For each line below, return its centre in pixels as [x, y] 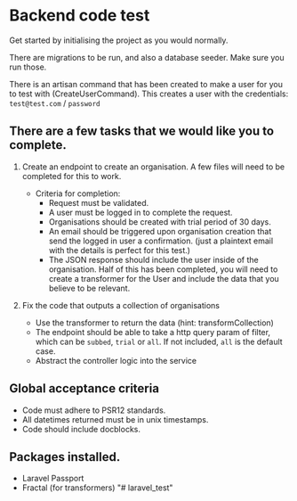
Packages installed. [65, 457]
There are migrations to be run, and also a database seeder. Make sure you [147, 57]
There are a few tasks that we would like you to [141, 131]
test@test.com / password [55, 103]
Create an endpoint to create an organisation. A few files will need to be [153, 167]
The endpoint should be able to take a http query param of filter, [153, 332]
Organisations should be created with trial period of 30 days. [160, 222]
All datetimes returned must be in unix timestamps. [115, 419]
